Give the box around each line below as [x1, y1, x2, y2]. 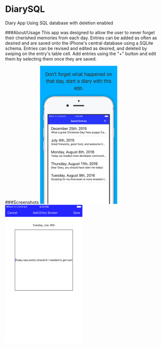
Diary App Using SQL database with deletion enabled [5, 20, 114, 26]
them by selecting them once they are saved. [5, 56, 97, 62]
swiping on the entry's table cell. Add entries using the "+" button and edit [5, 51, 157, 57]
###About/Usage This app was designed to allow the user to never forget [5, 29, 155, 35]
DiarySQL [5, 3, 45, 15]
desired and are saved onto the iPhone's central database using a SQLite [5, 40, 154, 46]
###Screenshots [5, 200, 40, 206]
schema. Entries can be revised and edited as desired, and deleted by [5, 45, 147, 51]
